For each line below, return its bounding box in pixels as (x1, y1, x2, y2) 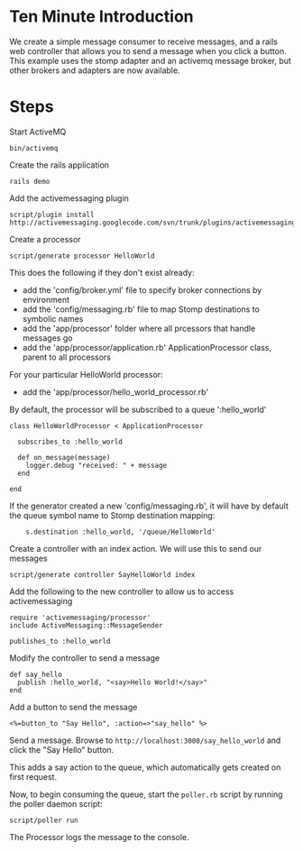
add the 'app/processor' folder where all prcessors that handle (22, 323, 256, 334)
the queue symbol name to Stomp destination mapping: (9, 509, 216, 520)
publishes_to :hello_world (9, 636, 111, 645)
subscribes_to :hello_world (17, 437, 124, 446)
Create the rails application (9, 160, 110, 170)
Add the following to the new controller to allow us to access (9, 586, 234, 597)
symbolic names (22, 313, 84, 324)
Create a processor (9, 233, 81, 244)
